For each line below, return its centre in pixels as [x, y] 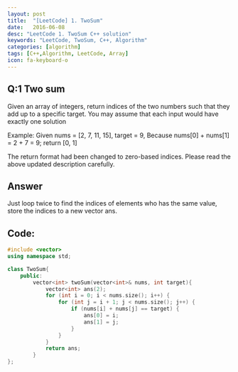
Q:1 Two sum [36, 89]
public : [31, 276]
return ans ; [63, 349]
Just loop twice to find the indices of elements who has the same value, [113, 203]
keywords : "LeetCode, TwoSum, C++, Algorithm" [77, 41]
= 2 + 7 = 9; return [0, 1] [42, 142]
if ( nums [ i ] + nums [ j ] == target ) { [125, 309]
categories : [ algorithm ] [44, 47]
